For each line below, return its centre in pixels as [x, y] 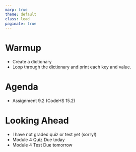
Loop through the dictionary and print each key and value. [72, 67]
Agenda [22, 87]
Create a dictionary [32, 62]
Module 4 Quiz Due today [38, 140]
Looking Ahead [37, 121]
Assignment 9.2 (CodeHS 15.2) [44, 101]
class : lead [17, 19]
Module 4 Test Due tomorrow [42, 145]
